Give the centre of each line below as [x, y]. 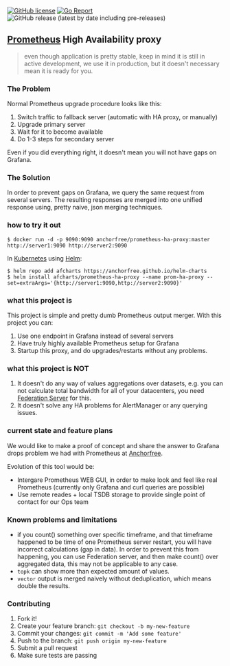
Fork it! [27, 619]
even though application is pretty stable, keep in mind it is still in [114, 56]
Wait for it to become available [60, 132]
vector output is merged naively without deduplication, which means [114, 578]
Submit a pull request [47, 648]
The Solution [29, 178]
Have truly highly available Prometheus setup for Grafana [98, 343]
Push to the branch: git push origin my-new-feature [92, 640]
